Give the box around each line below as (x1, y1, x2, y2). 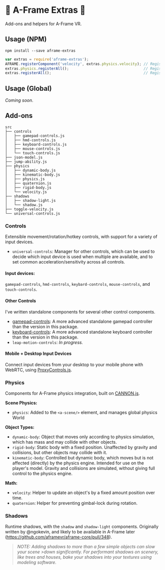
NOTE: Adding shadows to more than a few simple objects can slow (17, 544, 155, 550)
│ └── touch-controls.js (5, 151, 60, 155)
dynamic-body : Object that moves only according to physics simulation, (12, 434, 155, 440)
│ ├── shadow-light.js (5, 198, 56, 203)
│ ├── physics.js (5, 176, 45, 182)
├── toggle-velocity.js (5, 207, 54, 212)
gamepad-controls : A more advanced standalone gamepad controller (12, 318, 153, 324)
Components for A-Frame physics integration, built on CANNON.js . (5, 390, 140, 396)
